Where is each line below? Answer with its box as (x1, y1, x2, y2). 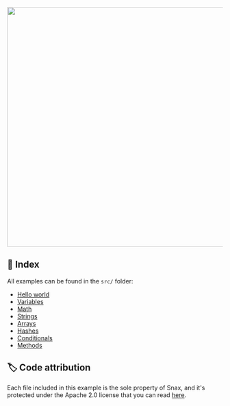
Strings (16, 312, 38, 320)
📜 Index (7, 259, 40, 270)
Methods (16, 341, 42, 349)
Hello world (16, 290, 50, 299)
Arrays (16, 319, 36, 327)
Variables (16, 297, 44, 305)
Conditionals (16, 333, 53, 342)
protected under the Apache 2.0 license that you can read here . (7, 390, 187, 399)
